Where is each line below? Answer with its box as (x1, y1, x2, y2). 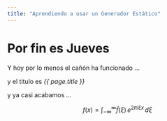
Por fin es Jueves (7, 40, 110, 56)
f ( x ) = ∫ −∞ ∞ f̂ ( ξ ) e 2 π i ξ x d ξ (82, 104, 152, 115)
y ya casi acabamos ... (7, 90, 72, 99)
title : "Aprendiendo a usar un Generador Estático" (7, 10, 161, 17)
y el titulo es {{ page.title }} (7, 77, 85, 85)
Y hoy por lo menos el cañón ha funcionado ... (7, 64, 140, 72)
